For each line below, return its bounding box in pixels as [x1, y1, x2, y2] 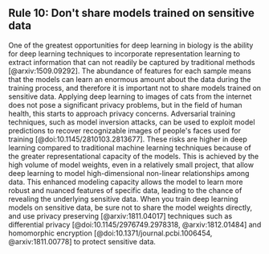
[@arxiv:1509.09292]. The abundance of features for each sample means [8, 66, 251, 76]
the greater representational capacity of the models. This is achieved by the [8, 151, 259, 161]
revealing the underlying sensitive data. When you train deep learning [8, 194, 238, 203]
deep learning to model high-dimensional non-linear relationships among [8, 168, 250, 178]
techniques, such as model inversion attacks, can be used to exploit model [8, 117, 255, 127]
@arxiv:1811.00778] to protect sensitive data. [8, 236, 157, 246]
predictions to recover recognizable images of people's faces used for [8, 125, 242, 135]
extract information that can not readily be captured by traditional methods [8, 57, 255, 67]
